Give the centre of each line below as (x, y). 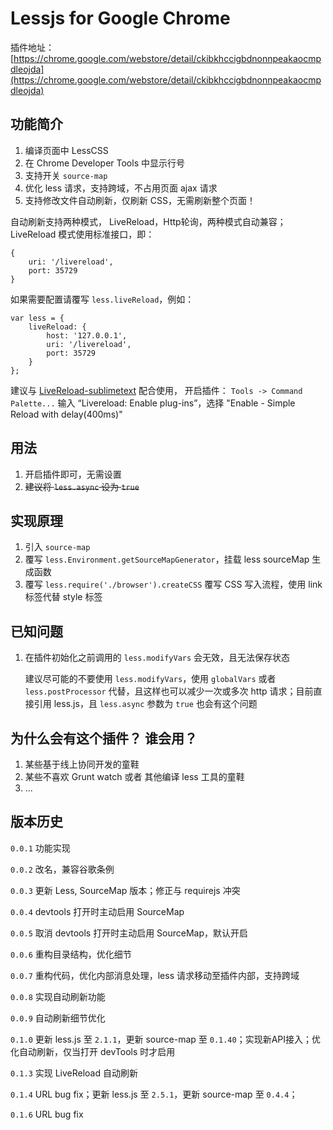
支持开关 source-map (66, 175)
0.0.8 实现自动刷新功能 (58, 996)
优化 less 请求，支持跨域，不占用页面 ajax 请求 (121, 188)
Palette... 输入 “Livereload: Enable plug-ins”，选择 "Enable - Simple (153, 403)
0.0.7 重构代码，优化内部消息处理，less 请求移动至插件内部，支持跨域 (155, 975)
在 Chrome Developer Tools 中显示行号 (104, 163)
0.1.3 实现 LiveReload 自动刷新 (74, 1073)
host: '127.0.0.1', (87, 335)
